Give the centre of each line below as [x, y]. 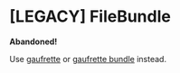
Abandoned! [33, 41]
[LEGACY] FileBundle [90, 17]
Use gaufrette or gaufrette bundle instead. [88, 59]
